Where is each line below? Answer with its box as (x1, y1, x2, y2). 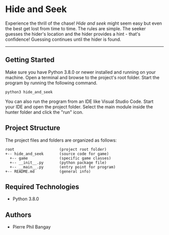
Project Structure (5, 124, 60, 132)
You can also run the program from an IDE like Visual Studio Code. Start (5, 98, 154, 104)
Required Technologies (5, 183, 79, 191)
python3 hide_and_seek (5, 89, 53, 94)
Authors (5, 210, 32, 219)
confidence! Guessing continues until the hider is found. (5, 36, 122, 42)
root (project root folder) (5, 147, 107, 152)
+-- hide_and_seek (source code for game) (5, 151, 109, 156)
